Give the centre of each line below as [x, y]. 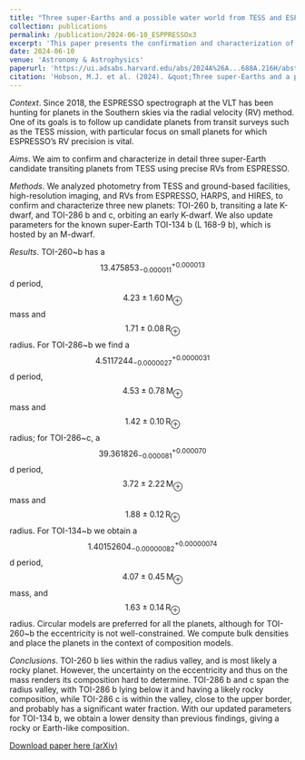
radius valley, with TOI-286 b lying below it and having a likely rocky [137, 689]
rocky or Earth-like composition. [69, 727]
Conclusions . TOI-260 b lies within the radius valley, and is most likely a [143, 660]
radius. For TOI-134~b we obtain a [74, 531]
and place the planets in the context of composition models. [122, 643]
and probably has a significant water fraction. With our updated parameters [151, 708]
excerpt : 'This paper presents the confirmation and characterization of [152, 43]
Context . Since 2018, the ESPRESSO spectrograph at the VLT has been [142, 102]
